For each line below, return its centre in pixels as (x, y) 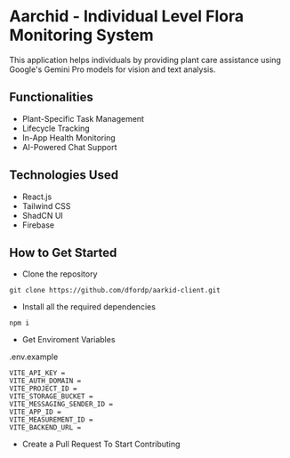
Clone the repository (60, 274)
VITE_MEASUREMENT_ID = (51, 420)
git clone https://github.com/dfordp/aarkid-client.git (115, 291)
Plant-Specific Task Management (83, 118)
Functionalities (51, 97)
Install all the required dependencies (89, 307)
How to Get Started (63, 252)
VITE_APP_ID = (36, 412)
